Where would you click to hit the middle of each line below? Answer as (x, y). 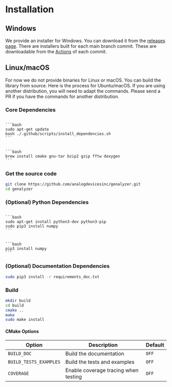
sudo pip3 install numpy (32, 226)
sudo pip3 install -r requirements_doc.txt (52, 277)
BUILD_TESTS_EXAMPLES (34, 362)
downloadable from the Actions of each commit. (56, 52)
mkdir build (18, 301)
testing (73, 377)
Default (155, 345)
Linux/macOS (27, 68)
